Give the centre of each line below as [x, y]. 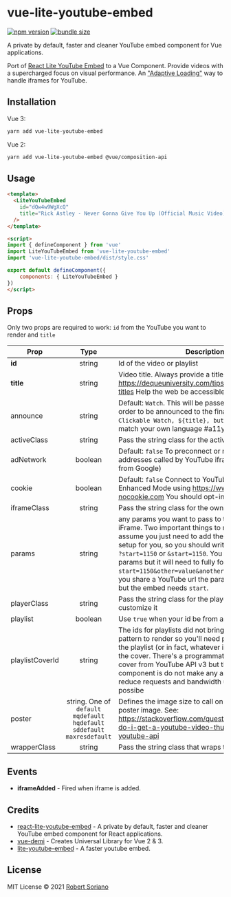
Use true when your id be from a [171, 619]
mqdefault [89, 716]
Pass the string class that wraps [169, 747]
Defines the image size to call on [170, 701]
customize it [138, 608]
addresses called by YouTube [166, 460]
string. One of [89, 701]
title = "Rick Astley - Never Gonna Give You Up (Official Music [112, 213]
